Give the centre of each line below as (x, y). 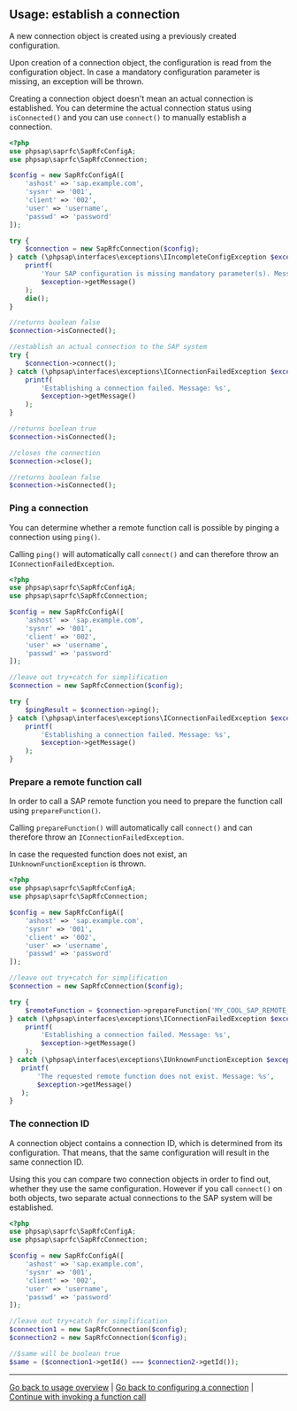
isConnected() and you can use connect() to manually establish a (128, 117)
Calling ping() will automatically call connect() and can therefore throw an (144, 554)
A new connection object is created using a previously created (123, 35)
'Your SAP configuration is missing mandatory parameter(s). (156, 274)
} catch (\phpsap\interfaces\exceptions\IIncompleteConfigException (138, 257)
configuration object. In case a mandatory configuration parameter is (135, 72)
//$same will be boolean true (65, 1353)
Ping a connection (49, 508)
